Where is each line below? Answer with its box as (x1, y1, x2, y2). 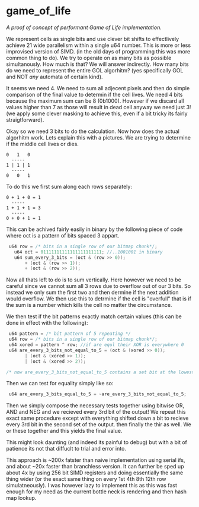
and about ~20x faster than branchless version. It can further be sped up (6, 463, 184, 470)
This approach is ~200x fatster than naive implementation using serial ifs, (6, 457, 185, 464)
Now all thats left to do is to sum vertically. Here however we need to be (6, 276, 182, 283)
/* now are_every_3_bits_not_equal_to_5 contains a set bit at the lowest (6, 369, 195, 375)
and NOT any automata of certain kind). (6, 73, 103, 80)
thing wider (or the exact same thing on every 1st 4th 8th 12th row (6, 476, 166, 483)
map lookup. (6, 495, 37, 502)
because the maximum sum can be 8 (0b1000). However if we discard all (6, 97, 184, 104)
